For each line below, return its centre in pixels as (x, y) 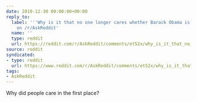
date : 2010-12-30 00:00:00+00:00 (47, 11)
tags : (13, 71)
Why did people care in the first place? (53, 93)
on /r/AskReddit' (38, 28)
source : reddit (25, 50)
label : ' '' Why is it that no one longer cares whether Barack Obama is (101, 22)
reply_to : (18, 17)
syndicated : (21, 55)
